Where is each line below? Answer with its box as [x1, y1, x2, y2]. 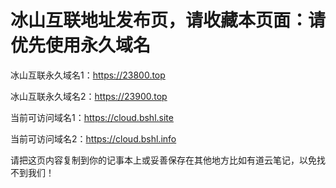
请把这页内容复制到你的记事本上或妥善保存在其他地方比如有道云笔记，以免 [10, 154, 317, 166]
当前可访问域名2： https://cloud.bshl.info [10, 132, 177, 145]
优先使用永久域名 [10, 34, 152, 57]
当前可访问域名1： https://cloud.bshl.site [10, 111, 174, 123]
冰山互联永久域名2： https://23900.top [10, 90, 168, 102]
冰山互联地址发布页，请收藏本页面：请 [10, 9, 327, 32]
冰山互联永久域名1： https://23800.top [10, 69, 166, 81]
